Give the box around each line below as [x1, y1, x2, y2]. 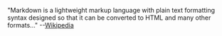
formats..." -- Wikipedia [7, 21, 75, 29]
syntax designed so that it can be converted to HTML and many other [7, 13, 211, 22]
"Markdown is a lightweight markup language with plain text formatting [7, 6, 216, 14]
